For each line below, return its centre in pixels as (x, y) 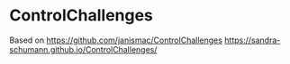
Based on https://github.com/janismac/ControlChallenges (116, 40)
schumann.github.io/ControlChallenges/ (83, 49)
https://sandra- (253, 40)
